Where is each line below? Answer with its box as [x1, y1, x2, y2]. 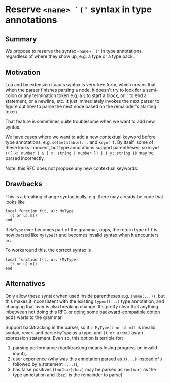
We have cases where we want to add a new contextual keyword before [5, 134, 156, 140]
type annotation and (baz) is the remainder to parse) [12, 372, 123, 378]
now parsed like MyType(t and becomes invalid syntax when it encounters [5, 232, 159, 238]
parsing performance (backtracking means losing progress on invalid [12, 345, 157, 351]
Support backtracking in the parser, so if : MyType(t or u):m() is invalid [5, 324, 156, 331]
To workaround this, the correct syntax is [5, 247, 91, 253]
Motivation [5, 68, 41, 77]
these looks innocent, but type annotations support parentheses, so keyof [5, 144, 160, 150]
